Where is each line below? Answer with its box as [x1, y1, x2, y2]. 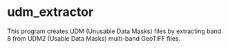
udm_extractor [7, 4, 94, 20]
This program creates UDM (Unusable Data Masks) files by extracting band [7, 27, 222, 35]
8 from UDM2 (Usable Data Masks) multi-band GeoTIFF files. [7, 34, 181, 42]
